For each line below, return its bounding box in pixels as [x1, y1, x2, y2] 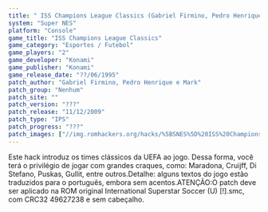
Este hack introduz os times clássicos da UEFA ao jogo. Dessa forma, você [8, 152, 254, 162]
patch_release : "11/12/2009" [8, 108, 105, 116]
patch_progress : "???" [8, 123, 84, 131]
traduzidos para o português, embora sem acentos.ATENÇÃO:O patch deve [8, 177, 257, 187]
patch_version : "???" [8, 100, 81, 108]
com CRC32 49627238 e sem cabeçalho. [8, 194, 145, 204]
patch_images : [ [8, 130, 62, 138]
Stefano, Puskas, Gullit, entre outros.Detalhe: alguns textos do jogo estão [8, 169, 249, 179]
